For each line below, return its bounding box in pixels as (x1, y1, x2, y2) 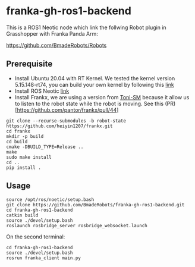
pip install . (6, 165, 42, 171)
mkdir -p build (6, 133, 44, 139)
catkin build (6, 212, 39, 218)
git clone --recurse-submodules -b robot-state (6, 118, 127, 124)
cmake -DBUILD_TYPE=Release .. (6, 144, 84, 150)
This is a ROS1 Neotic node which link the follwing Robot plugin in (6, 24, 166, 31)
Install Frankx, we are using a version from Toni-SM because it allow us (14, 93, 190, 100)
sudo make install (6, 154, 52, 160)
